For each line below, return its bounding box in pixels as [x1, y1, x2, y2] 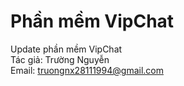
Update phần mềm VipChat [10, 43, 123, 55]
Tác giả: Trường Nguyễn [10, 53, 110, 65]
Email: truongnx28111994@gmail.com [10, 64, 164, 76]
